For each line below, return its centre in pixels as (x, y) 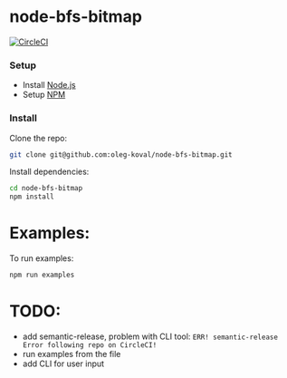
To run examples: (42, 258)
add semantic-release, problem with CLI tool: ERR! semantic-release (150, 336)
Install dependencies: (49, 172)
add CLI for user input (63, 363)
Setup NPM (44, 95)
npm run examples (42, 275)
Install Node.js (49, 85)
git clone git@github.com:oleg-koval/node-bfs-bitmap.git (121, 155)
